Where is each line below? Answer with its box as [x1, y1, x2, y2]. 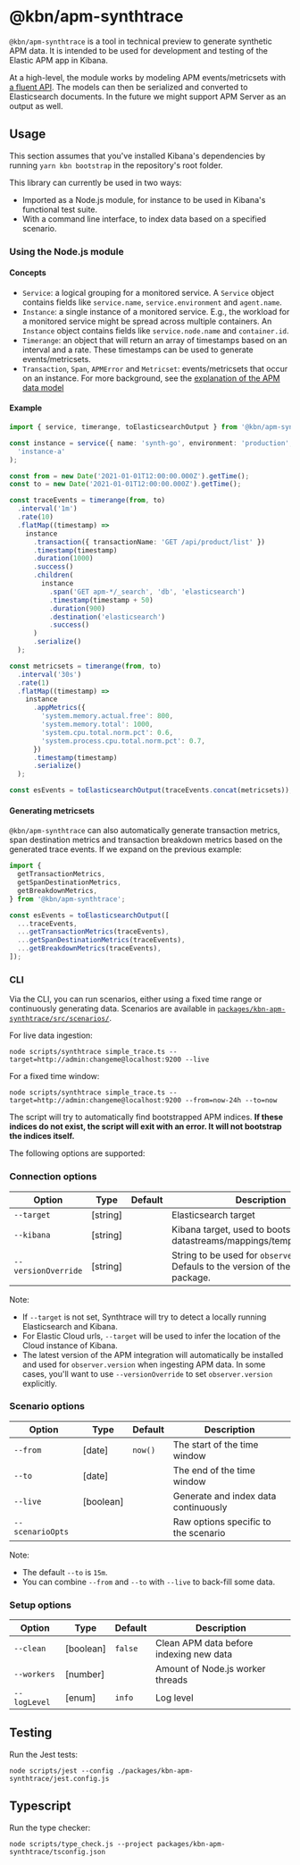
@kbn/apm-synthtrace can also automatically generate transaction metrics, [9, 825, 280, 836]
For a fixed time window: [9, 1071, 100, 1082]
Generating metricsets [9, 805, 96, 815]
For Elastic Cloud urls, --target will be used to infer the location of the [21, 1330, 281, 1341]
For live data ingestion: [9, 1030, 94, 1041]
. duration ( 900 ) [48, 603, 105, 613]
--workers [13, 1669, 55, 1680]
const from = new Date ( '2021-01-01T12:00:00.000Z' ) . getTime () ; [9, 471, 250, 480]
